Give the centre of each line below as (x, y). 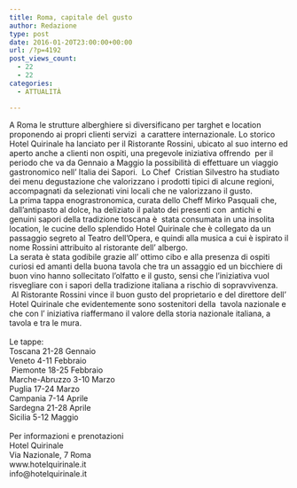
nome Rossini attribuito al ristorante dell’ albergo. (99, 247)
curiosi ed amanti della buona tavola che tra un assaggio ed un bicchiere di (146, 266)
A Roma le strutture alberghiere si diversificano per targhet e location (135, 124)
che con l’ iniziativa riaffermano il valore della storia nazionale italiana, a (140, 313)
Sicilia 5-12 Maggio (44, 417)
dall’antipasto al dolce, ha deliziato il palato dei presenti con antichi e (136, 209)
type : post (29, 34)
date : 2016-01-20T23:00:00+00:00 (71, 42)
